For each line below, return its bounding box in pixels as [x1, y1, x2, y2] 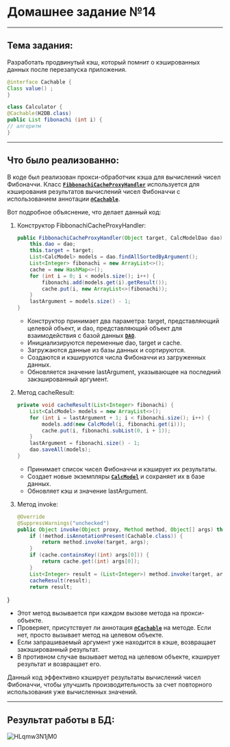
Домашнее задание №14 [7, 4, 156, 20]
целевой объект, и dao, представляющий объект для [27, 324, 183, 332]
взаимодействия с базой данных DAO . [27, 332, 137, 340]
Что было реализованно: [7, 155, 120, 167]
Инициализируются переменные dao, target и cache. [27, 339, 182, 347]
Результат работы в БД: [7, 714, 115, 726]
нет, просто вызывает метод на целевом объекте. [16, 631, 164, 639]
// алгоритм [7, 123, 41, 130]
